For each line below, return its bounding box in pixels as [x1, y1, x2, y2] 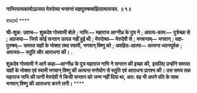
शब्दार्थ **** [6, 18, 30, 24]
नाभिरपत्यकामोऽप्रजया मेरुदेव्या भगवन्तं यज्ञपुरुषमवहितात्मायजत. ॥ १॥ [6, 6, 131, 12]
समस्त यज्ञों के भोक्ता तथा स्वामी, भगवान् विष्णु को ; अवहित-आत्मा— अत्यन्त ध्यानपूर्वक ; [23, 42, 183, 49]
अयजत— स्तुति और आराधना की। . [6, 49, 73, 56]
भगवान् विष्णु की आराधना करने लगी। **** [6, 80, 84, 87]
